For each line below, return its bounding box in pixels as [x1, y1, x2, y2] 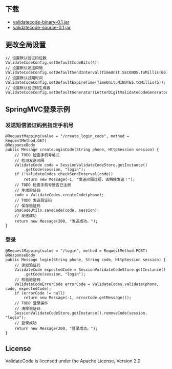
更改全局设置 [5, 41, 46, 49]
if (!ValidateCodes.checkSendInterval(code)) [14, 172, 114, 177]
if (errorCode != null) [14, 290, 66, 296]
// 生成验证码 [14, 188, 41, 193]
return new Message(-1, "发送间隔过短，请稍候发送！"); [24, 177, 136, 182]
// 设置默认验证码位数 [5, 56, 47, 61]
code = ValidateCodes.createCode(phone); [14, 192, 104, 198]
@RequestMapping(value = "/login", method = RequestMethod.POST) [5, 248, 147, 253]
